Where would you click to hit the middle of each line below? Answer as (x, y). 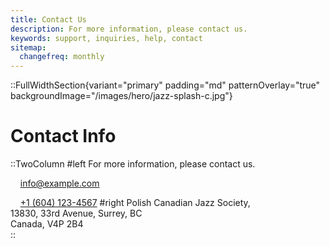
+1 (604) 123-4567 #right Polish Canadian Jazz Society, (135, 203)
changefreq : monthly (62, 57)
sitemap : (28, 47)
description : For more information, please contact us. (129, 29)
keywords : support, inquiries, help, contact (106, 38)
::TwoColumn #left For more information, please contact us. (133, 164)
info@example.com (59, 183)
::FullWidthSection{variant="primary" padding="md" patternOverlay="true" (165, 85)
